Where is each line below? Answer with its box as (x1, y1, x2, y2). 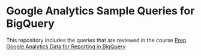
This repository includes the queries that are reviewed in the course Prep (6, 36, 187, 43)
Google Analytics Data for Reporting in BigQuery (6, 43, 126, 50)
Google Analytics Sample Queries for (6, 4, 195, 18)
